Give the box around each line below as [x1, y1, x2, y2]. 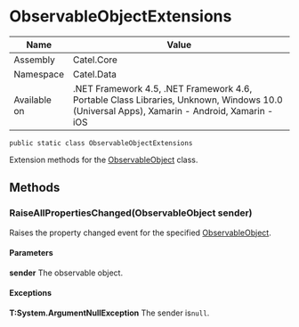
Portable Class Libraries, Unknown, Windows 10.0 [72, 94, 283, 106]
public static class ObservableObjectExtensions [9, 138, 193, 148]
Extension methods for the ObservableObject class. [9, 154, 198, 165]
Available [13, 94, 52, 106]
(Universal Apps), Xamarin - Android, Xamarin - [72, 104, 274, 117]
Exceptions [9, 288, 52, 298]
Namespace [13, 68, 65, 80]
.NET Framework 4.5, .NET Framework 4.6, [72, 82, 253, 94]
